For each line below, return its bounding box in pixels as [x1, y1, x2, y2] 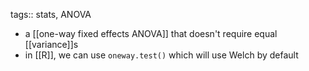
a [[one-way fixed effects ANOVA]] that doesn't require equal [24, 28, 278, 39]
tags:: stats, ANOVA [10, 9, 92, 20]
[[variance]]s [24, 39, 79, 50]
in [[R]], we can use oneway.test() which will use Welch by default [24, 49, 299, 61]
